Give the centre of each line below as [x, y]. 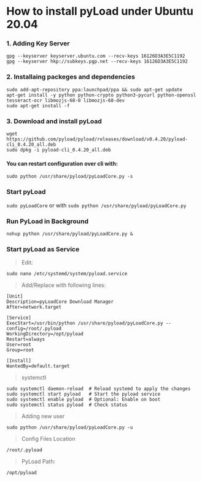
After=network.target [34, 307]
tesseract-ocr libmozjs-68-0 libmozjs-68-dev [65, 100]
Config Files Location [48, 439]
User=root [19, 345]
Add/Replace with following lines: [64, 285]
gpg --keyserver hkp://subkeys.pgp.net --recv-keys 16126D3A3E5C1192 [97, 62]
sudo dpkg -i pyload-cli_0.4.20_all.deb [59, 150]
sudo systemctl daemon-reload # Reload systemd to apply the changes [99, 389]
